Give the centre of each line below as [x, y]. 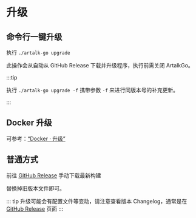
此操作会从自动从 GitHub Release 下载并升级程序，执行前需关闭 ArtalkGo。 [100, 65]
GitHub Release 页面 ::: [35, 209]
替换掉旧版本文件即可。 [35, 188]
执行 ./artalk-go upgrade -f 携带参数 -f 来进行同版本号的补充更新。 [93, 90]
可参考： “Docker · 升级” [36, 138]
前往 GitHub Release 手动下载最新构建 [54, 175]
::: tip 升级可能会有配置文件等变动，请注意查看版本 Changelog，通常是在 [97, 201]
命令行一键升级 [34, 37]
